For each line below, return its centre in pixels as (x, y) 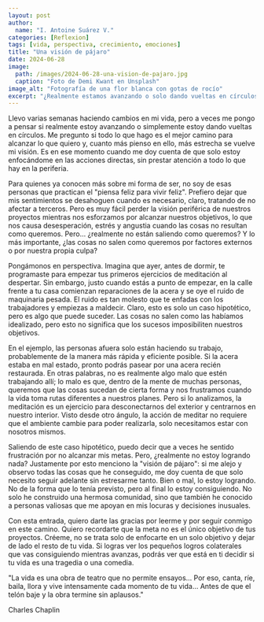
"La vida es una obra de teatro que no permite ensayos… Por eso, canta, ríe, (132, 578)
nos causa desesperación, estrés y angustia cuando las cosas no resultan (128, 226)
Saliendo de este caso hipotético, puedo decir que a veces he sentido (121, 447)
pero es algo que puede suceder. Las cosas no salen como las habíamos (126, 317)
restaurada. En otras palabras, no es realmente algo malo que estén (118, 373)
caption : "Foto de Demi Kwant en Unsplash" (87, 81)
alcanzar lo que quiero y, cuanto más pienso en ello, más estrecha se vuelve (132, 143)
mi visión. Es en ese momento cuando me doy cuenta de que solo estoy (125, 152)
